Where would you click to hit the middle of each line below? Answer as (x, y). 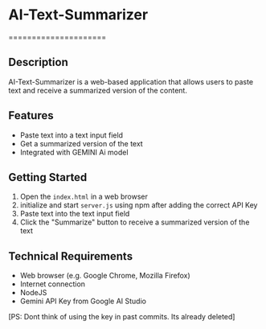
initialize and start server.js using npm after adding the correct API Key (139, 205)
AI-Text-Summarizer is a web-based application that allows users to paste (131, 81)
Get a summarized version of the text (81, 143)
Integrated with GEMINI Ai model (74, 152)
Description (38, 62)
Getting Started (48, 177)
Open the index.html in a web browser (84, 197)
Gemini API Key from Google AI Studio (83, 301)
